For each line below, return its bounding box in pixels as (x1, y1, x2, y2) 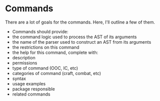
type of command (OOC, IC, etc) (12, 65, 78, 71)
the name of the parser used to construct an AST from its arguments (12, 39, 152, 45)
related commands (12, 91, 51, 97)
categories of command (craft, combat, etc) (12, 70, 101, 76)
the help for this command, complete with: (12, 50, 98, 55)
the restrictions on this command (12, 44, 80, 50)
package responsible (12, 86, 55, 92)
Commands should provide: (12, 28, 68, 34)
